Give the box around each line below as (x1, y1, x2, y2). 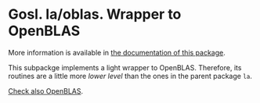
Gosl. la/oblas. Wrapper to (8, 5, 182, 23)
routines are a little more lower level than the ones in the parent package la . (8, 71, 252, 80)
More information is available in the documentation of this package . (8, 48, 226, 57)
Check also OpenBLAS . (8, 86, 84, 95)
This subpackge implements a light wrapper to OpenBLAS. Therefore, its (8, 62, 242, 72)
